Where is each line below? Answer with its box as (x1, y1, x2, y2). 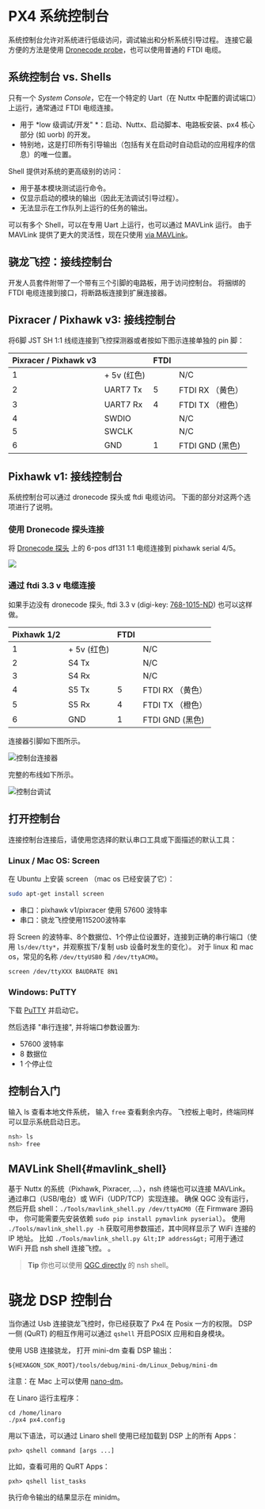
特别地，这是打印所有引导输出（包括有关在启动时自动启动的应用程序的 (19, 140, 249, 149)
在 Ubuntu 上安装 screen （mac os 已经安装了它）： (8, 874, 175, 883)
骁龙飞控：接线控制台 (8, 255, 112, 269)
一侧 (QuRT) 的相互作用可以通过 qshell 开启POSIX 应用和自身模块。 (8, 1329, 229, 1338)
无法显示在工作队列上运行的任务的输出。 (19, 203, 152, 213)
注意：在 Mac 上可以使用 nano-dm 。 (8, 1377, 128, 1386)
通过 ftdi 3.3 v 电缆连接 (8, 580, 96, 591)
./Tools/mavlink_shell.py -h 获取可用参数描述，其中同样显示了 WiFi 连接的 (8, 1223, 256, 1234)
